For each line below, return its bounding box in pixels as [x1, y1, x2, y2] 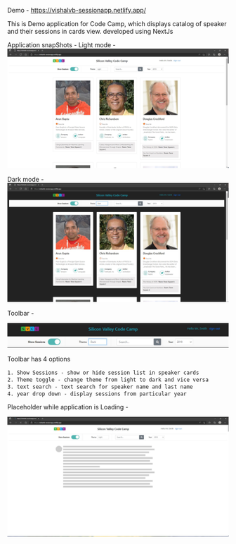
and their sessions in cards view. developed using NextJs [7, 27, 173, 35]
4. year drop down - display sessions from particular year [7, 390, 188, 397]
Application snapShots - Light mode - [7, 41, 116, 49]
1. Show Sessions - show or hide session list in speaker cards [7, 369, 199, 376]
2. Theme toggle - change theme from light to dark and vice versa [7, 376, 209, 383]
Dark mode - [7, 175, 44, 184]
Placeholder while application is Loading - [7, 402, 129, 411]
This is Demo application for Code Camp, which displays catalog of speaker [7, 20, 227, 27]
